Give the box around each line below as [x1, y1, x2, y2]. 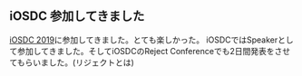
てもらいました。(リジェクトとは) [9, 57, 134, 68]
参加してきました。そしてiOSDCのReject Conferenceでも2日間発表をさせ [16, 45, 291, 56]
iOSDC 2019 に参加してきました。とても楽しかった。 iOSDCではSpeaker [9, 34, 278, 45]
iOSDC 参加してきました [9, 8, 145, 24]
